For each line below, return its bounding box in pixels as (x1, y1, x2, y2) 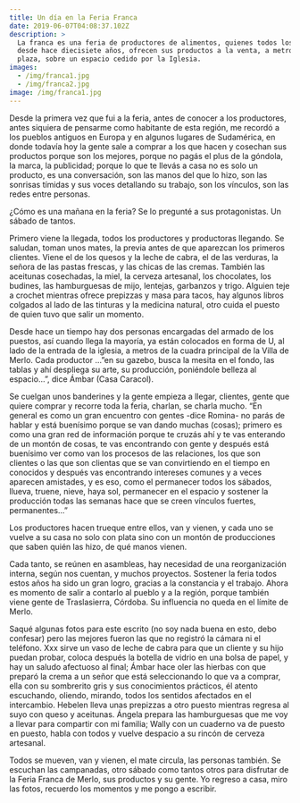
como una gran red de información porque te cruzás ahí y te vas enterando (9, 428, 286, 439)
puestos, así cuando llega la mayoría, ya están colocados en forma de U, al (9, 335, 285, 346)
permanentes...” (9, 504, 69, 515)
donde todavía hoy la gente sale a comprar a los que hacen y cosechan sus (9, 140, 287, 152)
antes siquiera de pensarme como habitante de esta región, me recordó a (9, 122, 279, 132)
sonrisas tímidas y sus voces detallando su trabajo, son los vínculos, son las (9, 179, 289, 190)
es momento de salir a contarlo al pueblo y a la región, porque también (9, 587, 270, 597)
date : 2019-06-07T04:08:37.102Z (9, 21, 129, 30)
